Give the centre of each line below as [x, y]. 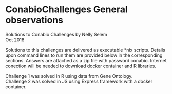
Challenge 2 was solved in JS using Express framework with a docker [79, 81]
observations [34, 20]
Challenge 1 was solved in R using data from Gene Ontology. [69, 76]
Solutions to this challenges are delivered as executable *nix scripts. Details [85, 50]
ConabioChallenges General [67, 9]
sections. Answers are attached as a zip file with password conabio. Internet [86, 60]
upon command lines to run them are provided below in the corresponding [84, 55]
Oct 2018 [15, 40]
